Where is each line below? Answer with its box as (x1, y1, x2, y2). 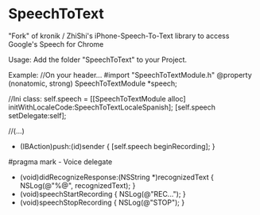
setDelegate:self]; (8, 110, 67, 120)
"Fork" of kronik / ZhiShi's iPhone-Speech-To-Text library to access (8, 31, 230, 40)
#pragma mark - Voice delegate (8, 156, 113, 167)
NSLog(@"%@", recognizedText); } (19, 180, 136, 190)
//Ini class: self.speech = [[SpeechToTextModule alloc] (8, 94, 186, 103)
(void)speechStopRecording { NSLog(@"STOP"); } (19, 198, 185, 207)
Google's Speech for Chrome (8, 39, 104, 48)
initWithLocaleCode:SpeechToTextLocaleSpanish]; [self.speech (8, 102, 216, 112)
